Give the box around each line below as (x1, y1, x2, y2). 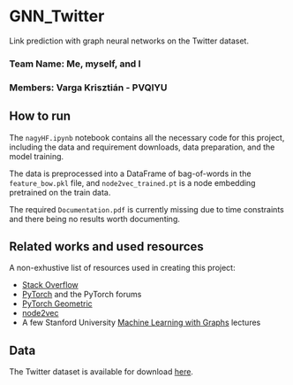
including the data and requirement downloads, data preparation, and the (9, 142, 275, 152)
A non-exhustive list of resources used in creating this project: (9, 263, 236, 273)
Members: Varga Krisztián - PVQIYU (9, 81, 168, 94)
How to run (9, 109, 71, 124)
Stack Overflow (21, 280, 79, 290)
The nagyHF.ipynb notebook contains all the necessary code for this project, (9, 132, 285, 142)
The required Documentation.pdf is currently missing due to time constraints (9, 204, 284, 214)
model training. (9, 150, 64, 161)
